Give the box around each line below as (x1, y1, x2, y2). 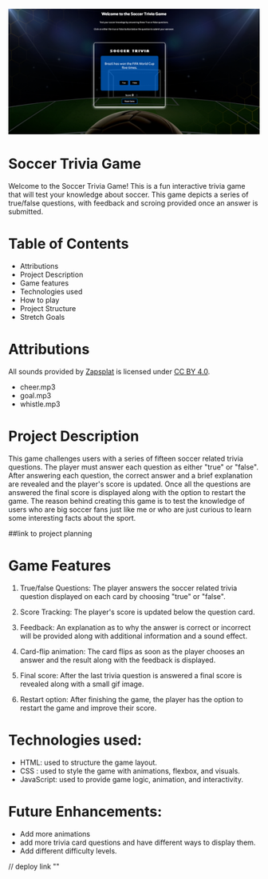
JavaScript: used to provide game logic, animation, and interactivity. (19, 774, 243, 784)
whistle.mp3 (19, 399, 61, 409)
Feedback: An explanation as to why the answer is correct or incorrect (19, 622, 251, 632)
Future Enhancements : (8, 802, 163, 821)
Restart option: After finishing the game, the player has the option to (19, 694, 243, 704)
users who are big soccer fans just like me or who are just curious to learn (8, 505, 252, 514)
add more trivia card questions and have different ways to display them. (19, 837, 256, 847)
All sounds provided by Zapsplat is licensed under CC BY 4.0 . (8, 366, 211, 376)
